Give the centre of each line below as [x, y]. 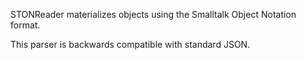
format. [25, 25]
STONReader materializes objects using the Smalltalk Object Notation [153, 14]
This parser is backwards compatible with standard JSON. [130, 44]
